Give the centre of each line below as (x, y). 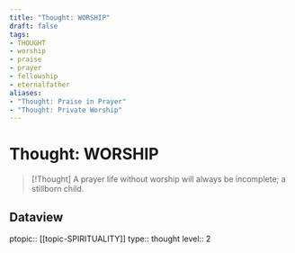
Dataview (36, 217)
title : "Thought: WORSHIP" (60, 18)
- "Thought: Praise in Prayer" (68, 101)
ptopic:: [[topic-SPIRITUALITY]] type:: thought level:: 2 (110, 239)
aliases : (26, 93)
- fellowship (34, 77)
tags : (19, 34)
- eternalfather (40, 85)
